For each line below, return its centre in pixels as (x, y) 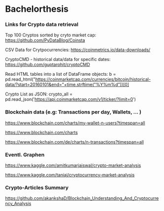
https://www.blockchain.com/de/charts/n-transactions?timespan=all (75, 142)
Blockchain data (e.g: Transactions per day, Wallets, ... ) (73, 112)
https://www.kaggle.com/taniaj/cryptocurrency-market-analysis (70, 175)
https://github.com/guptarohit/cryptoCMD (48, 64)
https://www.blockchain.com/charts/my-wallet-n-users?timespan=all (75, 123)
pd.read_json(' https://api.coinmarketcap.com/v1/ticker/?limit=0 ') (71, 99)
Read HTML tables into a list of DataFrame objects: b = (61, 74)
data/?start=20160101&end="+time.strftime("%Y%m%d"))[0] (67, 85)
